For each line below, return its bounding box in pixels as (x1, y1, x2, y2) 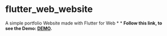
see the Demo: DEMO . (5, 25, 52, 31)
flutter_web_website (5, 3, 93, 15)
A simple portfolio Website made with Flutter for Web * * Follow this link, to (5, 20, 162, 26)
